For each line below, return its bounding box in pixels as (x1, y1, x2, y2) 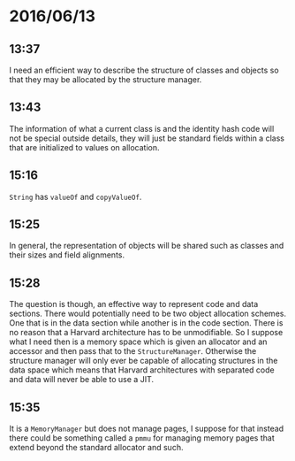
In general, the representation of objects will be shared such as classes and (9, 241, 284, 251)
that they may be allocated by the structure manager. (9, 74, 202, 85)
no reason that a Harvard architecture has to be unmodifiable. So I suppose (9, 327, 284, 338)
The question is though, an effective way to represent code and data (9, 299, 259, 310)
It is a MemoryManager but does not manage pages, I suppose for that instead (9, 423, 284, 434)
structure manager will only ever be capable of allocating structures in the (9, 356, 278, 366)
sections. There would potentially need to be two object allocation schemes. (9, 308, 287, 319)
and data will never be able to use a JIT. (9, 374, 155, 385)
